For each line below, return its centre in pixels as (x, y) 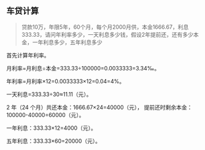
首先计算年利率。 (28, 55)
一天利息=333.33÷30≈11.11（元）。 (49, 94)
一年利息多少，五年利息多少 (67, 42)
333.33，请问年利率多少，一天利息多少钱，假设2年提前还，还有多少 (107, 34)
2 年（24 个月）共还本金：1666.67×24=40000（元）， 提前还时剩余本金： (99, 107)
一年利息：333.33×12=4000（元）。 (51, 128)
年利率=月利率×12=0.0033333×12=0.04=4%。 (65, 81)
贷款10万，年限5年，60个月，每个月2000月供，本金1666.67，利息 (105, 27)
